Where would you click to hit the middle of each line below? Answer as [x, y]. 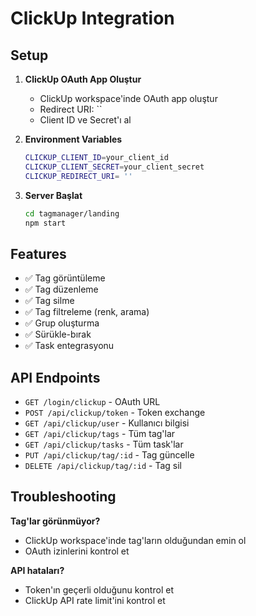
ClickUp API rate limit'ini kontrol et [95, 600]
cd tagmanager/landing [72, 213]
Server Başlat [53, 195]
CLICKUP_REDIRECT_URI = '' [78, 176]
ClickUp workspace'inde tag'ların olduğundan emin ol [135, 540]
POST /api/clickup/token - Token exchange [115, 412]
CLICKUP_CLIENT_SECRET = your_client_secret [114, 167]
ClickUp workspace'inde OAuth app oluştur [128, 98]
